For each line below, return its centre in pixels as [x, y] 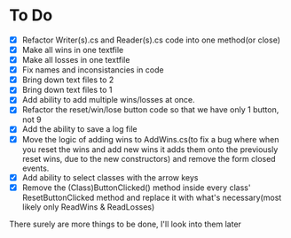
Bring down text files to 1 [67, 90]
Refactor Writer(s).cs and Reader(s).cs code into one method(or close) [151, 40]
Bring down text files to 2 [68, 80]
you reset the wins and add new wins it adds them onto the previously [150, 149]
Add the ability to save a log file [79, 129]
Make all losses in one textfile [76, 60]
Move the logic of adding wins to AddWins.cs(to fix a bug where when [150, 139]
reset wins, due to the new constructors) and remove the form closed [149, 158]
